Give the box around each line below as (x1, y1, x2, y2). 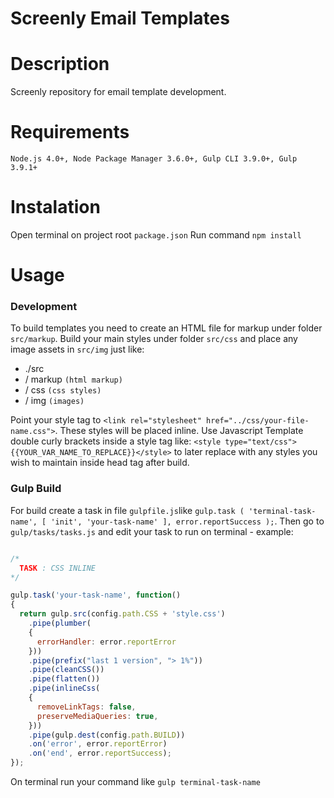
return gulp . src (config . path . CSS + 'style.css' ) (19, 609, 226, 619)
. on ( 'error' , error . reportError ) (28, 739, 168, 749)
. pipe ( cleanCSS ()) (28, 665, 105, 675)
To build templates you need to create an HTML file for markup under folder (10, 322, 323, 334)
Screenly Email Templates (10, 7, 230, 30)
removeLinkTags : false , (36, 702, 137, 712)
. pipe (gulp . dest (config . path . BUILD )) (28, 730, 186, 740)
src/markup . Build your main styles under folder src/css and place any (10, 333, 298, 345)
